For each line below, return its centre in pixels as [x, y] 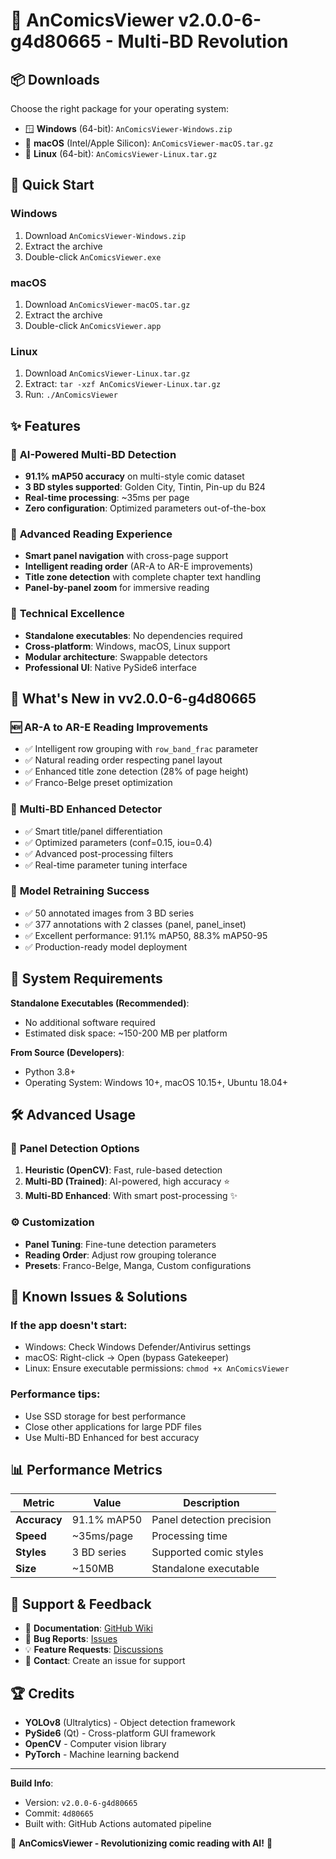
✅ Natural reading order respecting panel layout [123, 760]
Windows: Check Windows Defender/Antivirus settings [138, 1347]
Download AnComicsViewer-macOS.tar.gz [107, 304]
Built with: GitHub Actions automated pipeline [118, 1824]
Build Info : [32, 1783]
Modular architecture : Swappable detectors [116, 656]
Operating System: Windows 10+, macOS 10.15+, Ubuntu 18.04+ [156, 1082]
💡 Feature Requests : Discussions [94, 1650]
